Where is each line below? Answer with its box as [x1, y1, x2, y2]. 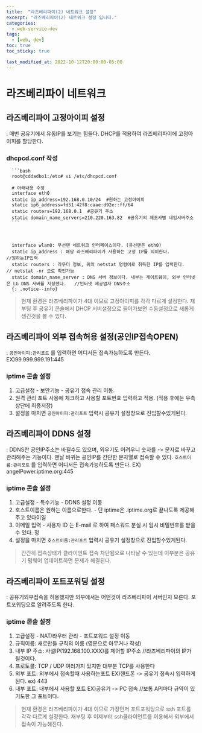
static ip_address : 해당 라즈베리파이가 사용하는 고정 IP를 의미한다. [11, 249, 170, 255]
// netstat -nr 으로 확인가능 [6, 268, 75, 274]
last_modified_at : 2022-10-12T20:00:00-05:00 [6, 59, 122, 65]
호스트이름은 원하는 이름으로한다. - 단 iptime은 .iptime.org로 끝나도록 [14, 506, 178, 513]
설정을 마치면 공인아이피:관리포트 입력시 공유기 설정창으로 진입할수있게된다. [14, 410, 188, 417]
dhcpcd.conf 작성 [6, 154, 58, 162]
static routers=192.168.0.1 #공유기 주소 [11, 208, 113, 214]
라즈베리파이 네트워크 [6, 87, 107, 100]
